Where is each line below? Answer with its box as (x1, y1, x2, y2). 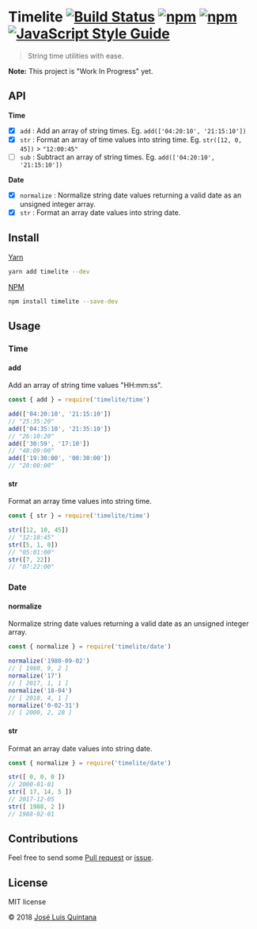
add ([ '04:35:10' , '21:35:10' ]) (8, 424, 111, 432)
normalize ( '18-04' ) (8, 686, 73, 694)
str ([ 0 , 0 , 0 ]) (8, 774, 66, 781)
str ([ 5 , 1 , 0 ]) (8, 540, 59, 549)
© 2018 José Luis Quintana (8, 912, 97, 922)
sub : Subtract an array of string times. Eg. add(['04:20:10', (19, 152, 215, 162)
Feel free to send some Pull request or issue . (8, 853, 154, 862)
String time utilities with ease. (27, 51, 124, 60)
